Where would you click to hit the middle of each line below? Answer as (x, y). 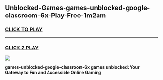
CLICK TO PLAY (24, 30)
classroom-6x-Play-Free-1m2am (56, 16)
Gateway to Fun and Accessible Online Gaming (53, 72)
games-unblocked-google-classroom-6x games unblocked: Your (72, 67)
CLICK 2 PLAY (22, 48)
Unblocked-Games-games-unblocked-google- (78, 8)
